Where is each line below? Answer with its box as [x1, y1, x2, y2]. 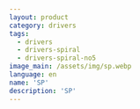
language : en [9, 70, 57, 79]
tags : [9, 29, 29, 38]
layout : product [9, 12, 69, 22]
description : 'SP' [9, 86, 77, 95]
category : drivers [9, 21, 77, 30]
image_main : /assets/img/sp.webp [9, 62, 132, 71]
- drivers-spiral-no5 [17, 54, 97, 62]
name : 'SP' [9, 78, 49, 87]
